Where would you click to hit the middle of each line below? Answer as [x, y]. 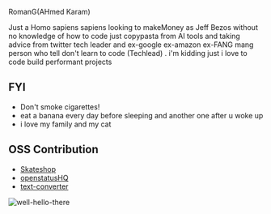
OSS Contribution [53, 150]
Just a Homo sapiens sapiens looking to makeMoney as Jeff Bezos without [133, 27]
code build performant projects [60, 62]
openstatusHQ [44, 178]
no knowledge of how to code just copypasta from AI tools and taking [124, 36]
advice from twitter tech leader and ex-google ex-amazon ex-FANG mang [131, 45]
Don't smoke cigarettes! [60, 107]
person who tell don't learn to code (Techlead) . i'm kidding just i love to [128, 53]
